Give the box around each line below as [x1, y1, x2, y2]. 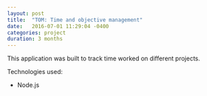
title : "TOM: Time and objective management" [7, 16, 143, 23]
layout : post [7, 10, 45, 17]
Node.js [17, 81, 40, 89]
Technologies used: [7, 68, 63, 76]
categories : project [7, 29, 67, 36]
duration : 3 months [7, 36, 63, 43]
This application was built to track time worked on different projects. [7, 54, 201, 62]
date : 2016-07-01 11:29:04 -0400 [7, 23, 109, 29]
